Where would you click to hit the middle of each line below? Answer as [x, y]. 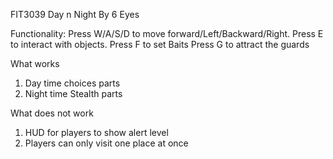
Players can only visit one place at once [106, 143]
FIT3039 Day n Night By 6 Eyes [75, 14]
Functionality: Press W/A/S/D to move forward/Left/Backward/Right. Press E [167, 33]
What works [35, 63]
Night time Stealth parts [73, 93]
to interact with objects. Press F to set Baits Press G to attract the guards [160, 44]
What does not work [52, 113]
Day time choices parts [72, 83]
